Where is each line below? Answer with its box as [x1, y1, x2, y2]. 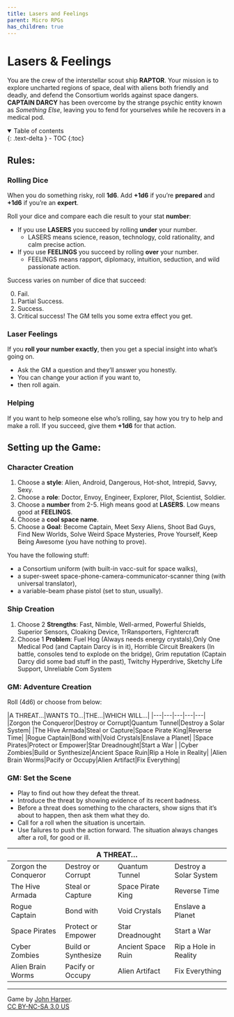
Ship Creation [7, 604, 54, 614]
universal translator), [17, 579, 77, 588]
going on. [7, 353, 35, 361]
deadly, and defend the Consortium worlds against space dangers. [7, 91, 199, 100]
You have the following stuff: [7, 551, 89, 560]
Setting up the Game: [7, 441, 101, 453]
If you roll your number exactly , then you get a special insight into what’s [7, 345, 218, 353]
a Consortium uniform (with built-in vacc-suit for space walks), [17, 565, 198, 573]
